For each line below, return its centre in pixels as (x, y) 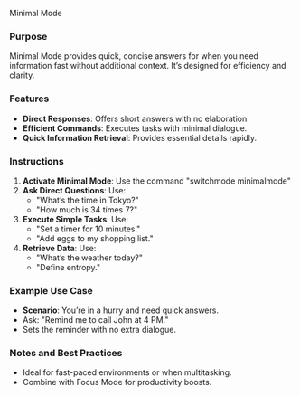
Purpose (28, 36)
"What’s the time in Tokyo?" (88, 200)
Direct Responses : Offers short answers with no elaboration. (136, 118)
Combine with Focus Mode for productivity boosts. (117, 382)
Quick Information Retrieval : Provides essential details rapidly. (140, 137)
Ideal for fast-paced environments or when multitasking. (127, 372)
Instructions (37, 161)
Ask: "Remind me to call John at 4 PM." (95, 320)
